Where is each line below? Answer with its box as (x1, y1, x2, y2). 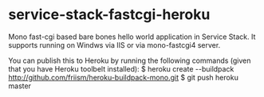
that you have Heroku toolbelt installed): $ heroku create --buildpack (8, 64, 234, 73)
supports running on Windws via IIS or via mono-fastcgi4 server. (8, 40, 221, 49)
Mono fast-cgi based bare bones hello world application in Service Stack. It (8, 32, 256, 41)
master (8, 81, 32, 91)
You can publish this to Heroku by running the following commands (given (8, 56, 251, 65)
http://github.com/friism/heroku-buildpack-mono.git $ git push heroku (8, 72, 239, 82)
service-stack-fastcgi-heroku (8, 6, 211, 24)
